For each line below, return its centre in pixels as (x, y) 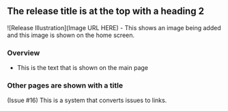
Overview (24, 53)
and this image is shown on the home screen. (71, 35)
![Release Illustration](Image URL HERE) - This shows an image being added (114, 27)
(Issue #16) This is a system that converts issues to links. (87, 100)
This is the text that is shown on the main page (83, 68)
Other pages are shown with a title (65, 86)
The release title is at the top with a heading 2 (106, 11)
